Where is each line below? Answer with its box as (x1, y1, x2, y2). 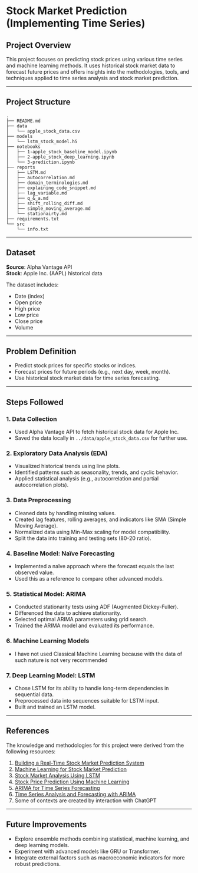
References (6, 726, 49, 736)
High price (14, 305, 40, 312)
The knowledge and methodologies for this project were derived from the (6, 742, 184, 749)
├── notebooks (6, 143, 41, 150)
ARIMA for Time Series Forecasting (14, 784, 100, 791)
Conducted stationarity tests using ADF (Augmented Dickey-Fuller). (14, 603, 179, 611)
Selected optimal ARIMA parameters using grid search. (14, 616, 148, 623)
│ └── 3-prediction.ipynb (6, 159, 75, 165)
